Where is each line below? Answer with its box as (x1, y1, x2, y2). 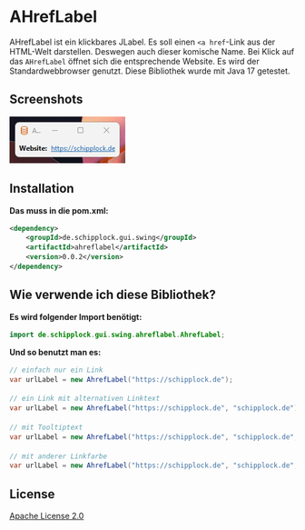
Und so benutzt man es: (9, 346, 102, 357)
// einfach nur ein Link (9, 365, 103, 375)
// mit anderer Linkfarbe (9, 452, 107, 461)
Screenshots (9, 92, 84, 107)
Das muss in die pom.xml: (9, 205, 109, 215)
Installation (9, 181, 74, 196)
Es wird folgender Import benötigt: (9, 311, 143, 322)
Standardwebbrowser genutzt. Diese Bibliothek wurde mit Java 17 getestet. (9, 65, 290, 76)
